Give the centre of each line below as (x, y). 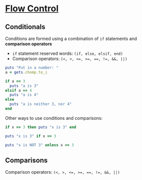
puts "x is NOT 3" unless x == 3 (40, 145)
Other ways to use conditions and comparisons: (54, 118)
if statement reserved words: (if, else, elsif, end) (68, 53)
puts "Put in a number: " (32, 68)
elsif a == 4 (19, 90)
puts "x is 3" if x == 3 (31, 136)
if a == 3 (15, 81)
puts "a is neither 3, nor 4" (41, 104)
